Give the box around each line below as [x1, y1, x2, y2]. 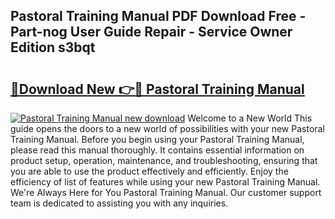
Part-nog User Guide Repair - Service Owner [10, 24, 293, 41]
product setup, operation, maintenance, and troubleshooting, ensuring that [10, 155, 318, 166]
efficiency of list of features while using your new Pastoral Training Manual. [10, 176, 321, 188]
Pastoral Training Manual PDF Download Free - [10, 8, 307, 25]
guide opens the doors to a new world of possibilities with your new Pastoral [10, 123, 325, 134]
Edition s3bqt [10, 39, 96, 56]
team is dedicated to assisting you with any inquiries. [10, 197, 229, 209]
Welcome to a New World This [187, 112, 313, 124]
